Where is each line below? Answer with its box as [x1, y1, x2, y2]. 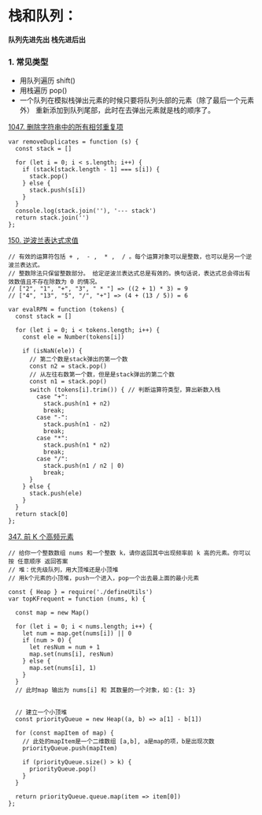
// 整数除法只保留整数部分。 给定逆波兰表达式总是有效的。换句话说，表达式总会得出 [8, 270, 245, 278]
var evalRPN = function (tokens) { [8, 305, 125, 314]
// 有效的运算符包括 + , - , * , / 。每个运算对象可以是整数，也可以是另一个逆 [8, 253, 253, 261]
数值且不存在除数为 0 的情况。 [13, 278, 101, 286]
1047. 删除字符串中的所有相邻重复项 [8, 122, 124, 132]
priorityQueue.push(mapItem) [22, 745, 118, 753]
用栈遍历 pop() [19, 86, 68, 95]
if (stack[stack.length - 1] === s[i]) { [22, 166, 160, 174]
